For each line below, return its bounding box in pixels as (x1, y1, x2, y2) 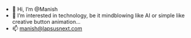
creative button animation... (12, 18, 81, 25)
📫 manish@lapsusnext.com (12, 25, 82, 32)
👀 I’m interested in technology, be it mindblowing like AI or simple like (12, 12, 185, 19)
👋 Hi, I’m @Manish (12, 6, 58, 12)
